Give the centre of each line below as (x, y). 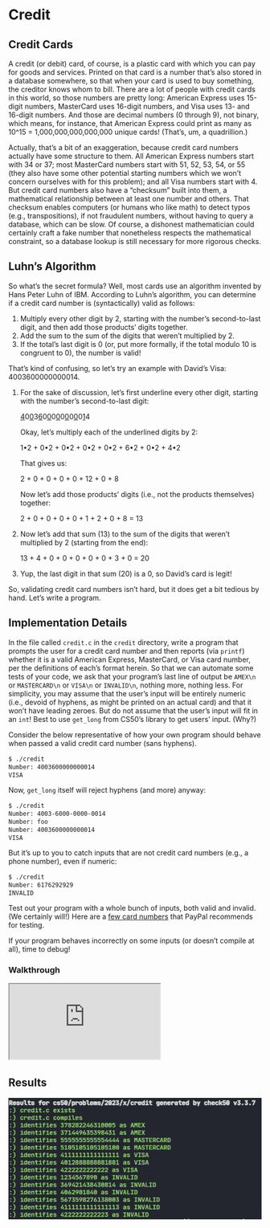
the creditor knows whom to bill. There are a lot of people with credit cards (132, 89)
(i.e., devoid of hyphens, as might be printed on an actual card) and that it (130, 702)
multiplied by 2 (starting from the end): (84, 542)
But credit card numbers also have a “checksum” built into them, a (118, 190)
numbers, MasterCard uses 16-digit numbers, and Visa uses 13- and (137, 106)
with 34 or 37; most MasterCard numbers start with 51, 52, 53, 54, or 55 (127, 165)
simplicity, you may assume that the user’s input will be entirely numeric (127, 693)
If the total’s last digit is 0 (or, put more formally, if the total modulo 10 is (138, 344)
